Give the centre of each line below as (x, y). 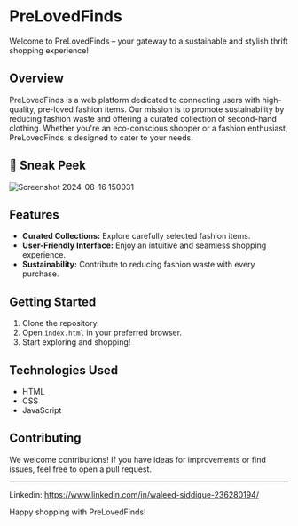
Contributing (45, 438)
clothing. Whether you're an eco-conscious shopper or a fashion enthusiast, (149, 128)
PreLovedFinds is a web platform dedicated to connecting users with (135, 100)
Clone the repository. (60, 323)
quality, (23, 109)
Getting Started (53, 302)
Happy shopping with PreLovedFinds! (78, 512)
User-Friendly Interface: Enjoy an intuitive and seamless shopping (144, 245)
